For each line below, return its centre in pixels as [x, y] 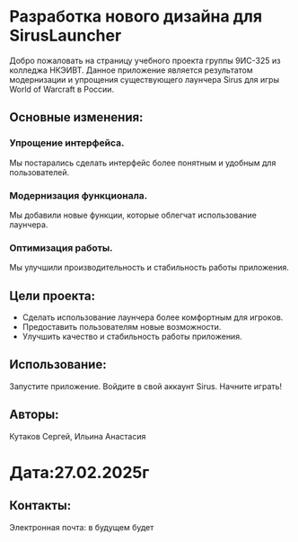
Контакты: [40, 506]
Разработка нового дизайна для [136, 17]
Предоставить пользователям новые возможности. [122, 327]
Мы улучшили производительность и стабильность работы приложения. [149, 268]
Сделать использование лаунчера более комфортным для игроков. [153, 317]
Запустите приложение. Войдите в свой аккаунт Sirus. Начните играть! [146, 386]
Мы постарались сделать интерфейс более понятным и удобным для [143, 163]
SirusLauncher [66, 36]
